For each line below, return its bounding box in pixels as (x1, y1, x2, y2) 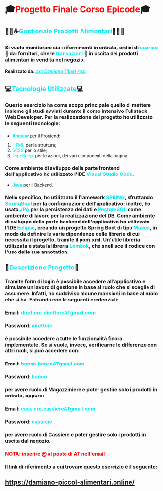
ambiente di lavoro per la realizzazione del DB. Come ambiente (5, 212, 155, 219)
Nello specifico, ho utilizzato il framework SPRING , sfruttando (5, 194, 153, 201)
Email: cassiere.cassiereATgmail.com (5, 405, 96, 412)
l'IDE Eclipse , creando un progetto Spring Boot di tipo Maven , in (5, 224, 157, 231)
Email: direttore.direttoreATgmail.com (5, 309, 96, 316)
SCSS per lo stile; (12, 147, 47, 153)
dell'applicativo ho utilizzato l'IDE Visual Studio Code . (5, 171, 134, 177)
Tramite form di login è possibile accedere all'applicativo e (5, 278, 146, 285)
